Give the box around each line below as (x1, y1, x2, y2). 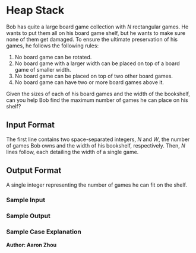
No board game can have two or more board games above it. (14, 78, 165, 86)
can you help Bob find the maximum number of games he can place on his (6, 96, 188, 104)
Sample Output (6, 212, 50, 220)
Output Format (6, 165, 62, 175)
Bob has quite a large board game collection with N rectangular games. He (6, 23, 189, 30)
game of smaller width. (14, 66, 71, 73)
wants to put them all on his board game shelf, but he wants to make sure (6, 29, 186, 36)
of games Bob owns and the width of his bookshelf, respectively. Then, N (6, 142, 186, 149)
